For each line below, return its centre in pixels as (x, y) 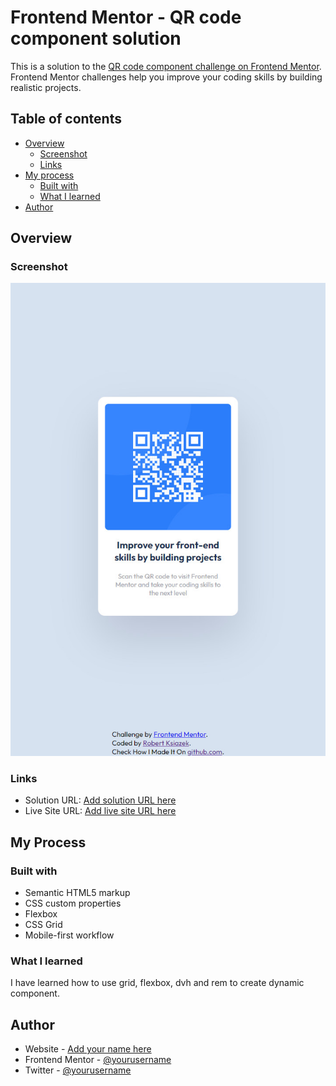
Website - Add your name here (88, 1049)
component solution (96, 38)
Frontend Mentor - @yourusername (98, 1060)
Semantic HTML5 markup (77, 893)
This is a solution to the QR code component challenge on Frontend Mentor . (166, 66)
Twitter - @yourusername (78, 1070)
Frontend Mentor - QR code (126, 17)
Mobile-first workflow (69, 935)
